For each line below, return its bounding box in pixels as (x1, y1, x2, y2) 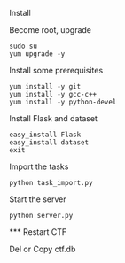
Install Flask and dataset (9, 113, 98, 123)
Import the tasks (9, 161, 69, 172)
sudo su (9, 42, 38, 50)
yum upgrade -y (9, 50, 66, 58)
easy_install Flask (9, 130, 82, 139)
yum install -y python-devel (9, 97, 117, 106)
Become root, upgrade (9, 25, 91, 35)
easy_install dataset (9, 138, 90, 147)
